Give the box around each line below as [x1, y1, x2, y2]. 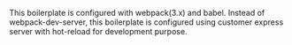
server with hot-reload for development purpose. [9, 26, 188, 36]
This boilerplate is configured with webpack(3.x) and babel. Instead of [9, 8, 265, 18]
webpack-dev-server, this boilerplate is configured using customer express [9, 17, 284, 27]
